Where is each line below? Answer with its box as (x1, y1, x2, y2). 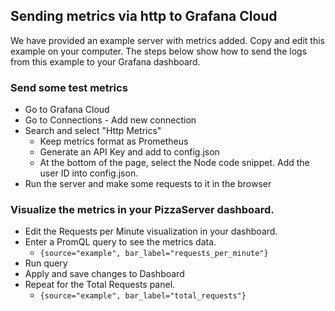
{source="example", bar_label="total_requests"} (39, 291, 247, 301)
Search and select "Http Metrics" (24, 125, 162, 137)
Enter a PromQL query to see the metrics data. (24, 236, 217, 248)
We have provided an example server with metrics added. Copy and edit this (10, 34, 325, 46)
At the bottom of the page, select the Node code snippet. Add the (39, 157, 310, 169)
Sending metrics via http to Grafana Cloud (10, 8, 278, 25)
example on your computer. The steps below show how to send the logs (10, 45, 308, 57)
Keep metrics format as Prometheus (39, 135, 189, 148)
